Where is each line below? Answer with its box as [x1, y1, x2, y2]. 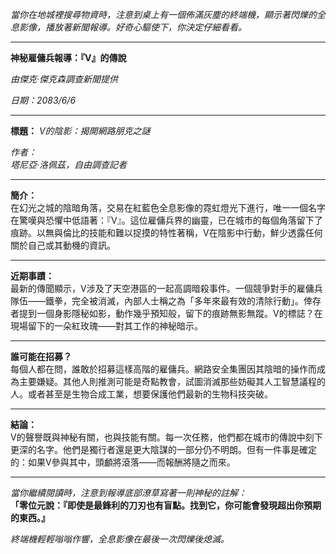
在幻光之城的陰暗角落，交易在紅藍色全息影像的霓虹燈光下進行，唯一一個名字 [10, 202, 326, 213]
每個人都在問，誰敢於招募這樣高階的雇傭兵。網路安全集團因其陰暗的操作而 [10, 363, 317, 375]
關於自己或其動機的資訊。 [10, 239, 116, 251]
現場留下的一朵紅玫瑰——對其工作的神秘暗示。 [10, 320, 203, 332]
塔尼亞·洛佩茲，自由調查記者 [10, 159, 128, 170]
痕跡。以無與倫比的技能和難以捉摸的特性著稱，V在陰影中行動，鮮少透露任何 [10, 227, 323, 238]
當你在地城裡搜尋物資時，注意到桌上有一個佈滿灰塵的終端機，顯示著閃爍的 [10, 9, 317, 20]
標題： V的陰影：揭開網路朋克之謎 [10, 125, 151, 137]
